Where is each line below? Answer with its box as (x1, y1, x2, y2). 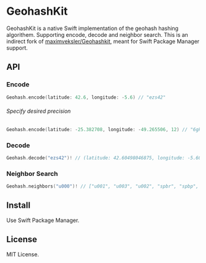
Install (6, 200, 31, 211)
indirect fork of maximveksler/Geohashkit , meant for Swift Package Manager (6, 37, 200, 45)
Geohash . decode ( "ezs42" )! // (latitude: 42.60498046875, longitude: (6, 154, 185, 161)
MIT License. (6, 250, 39, 258)
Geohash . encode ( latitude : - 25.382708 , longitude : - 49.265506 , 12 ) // (6, 126, 188, 132)
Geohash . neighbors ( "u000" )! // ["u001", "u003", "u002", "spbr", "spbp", (6, 183, 199, 189)
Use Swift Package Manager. (6, 216, 80, 224)
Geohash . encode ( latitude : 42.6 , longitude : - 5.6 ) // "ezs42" (6, 94, 166, 101)
